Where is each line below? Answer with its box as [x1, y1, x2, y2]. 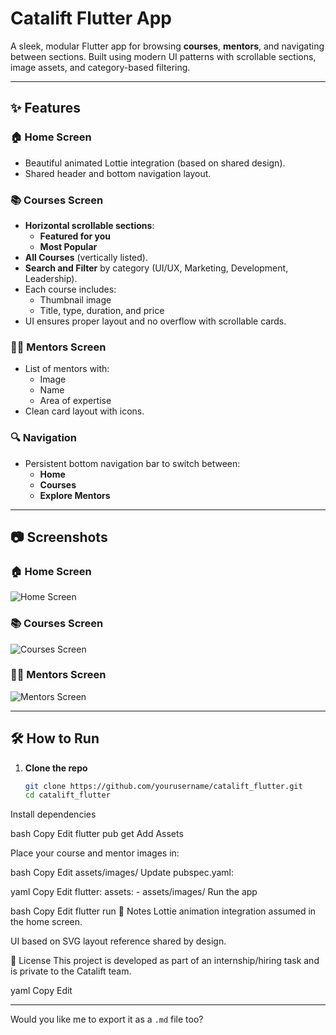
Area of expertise [39, 395, 112, 407]
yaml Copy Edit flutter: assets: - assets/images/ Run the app [10, 886, 258, 898]
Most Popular [39, 240, 98, 252]
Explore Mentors [39, 489, 111, 501]
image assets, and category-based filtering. [10, 61, 191, 73]
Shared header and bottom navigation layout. [24, 167, 212, 179]
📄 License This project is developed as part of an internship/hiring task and [10, 955, 320, 967]
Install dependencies [10, 808, 97, 821]
